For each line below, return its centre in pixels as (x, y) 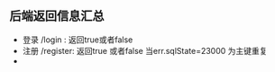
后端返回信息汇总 (57, 16)
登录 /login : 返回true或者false (78, 40)
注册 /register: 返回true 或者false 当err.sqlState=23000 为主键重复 (145, 50)
